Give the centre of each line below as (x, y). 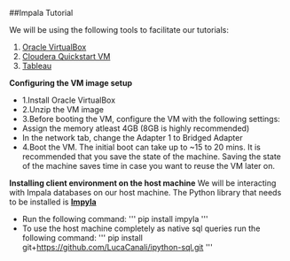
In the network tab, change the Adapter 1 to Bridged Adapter (132, 138)
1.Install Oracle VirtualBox (69, 100)
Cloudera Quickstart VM (66, 56)
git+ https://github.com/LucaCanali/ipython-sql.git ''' (117, 247)
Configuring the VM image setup (71, 83)
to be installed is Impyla (53, 202)
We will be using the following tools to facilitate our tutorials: (119, 30)
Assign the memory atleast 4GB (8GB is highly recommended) (136, 128)
